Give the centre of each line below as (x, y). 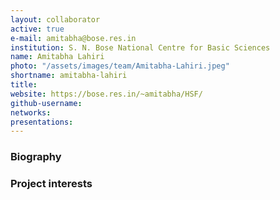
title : (24, 85)
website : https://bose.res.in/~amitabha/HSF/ (106, 94)
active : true (37, 29)
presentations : (42, 122)
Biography (36, 157)
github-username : (46, 103)
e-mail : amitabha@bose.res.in (73, 38)
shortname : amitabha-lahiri (69, 76)
